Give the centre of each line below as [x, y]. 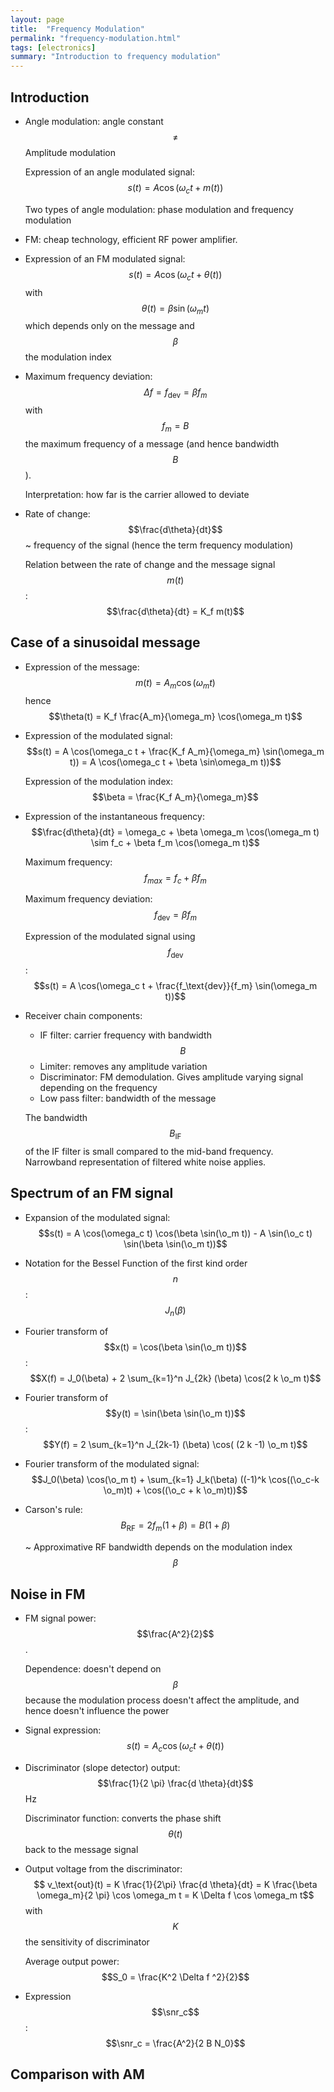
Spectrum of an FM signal [92, 1193]
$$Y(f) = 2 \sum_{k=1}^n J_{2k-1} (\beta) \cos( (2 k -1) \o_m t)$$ [175, 1445]
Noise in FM [48, 1594]
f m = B [175, 427]
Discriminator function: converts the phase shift [123, 1818]
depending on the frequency [98, 1087]
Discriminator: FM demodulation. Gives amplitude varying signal [171, 1077]
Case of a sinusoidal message [105, 642]
